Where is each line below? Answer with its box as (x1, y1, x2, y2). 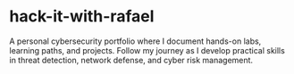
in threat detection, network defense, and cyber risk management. (9, 54, 253, 65)
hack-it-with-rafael (9, 6, 155, 27)
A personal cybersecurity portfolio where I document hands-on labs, (9, 36, 262, 46)
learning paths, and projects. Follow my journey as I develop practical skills (9, 45, 286, 55)
